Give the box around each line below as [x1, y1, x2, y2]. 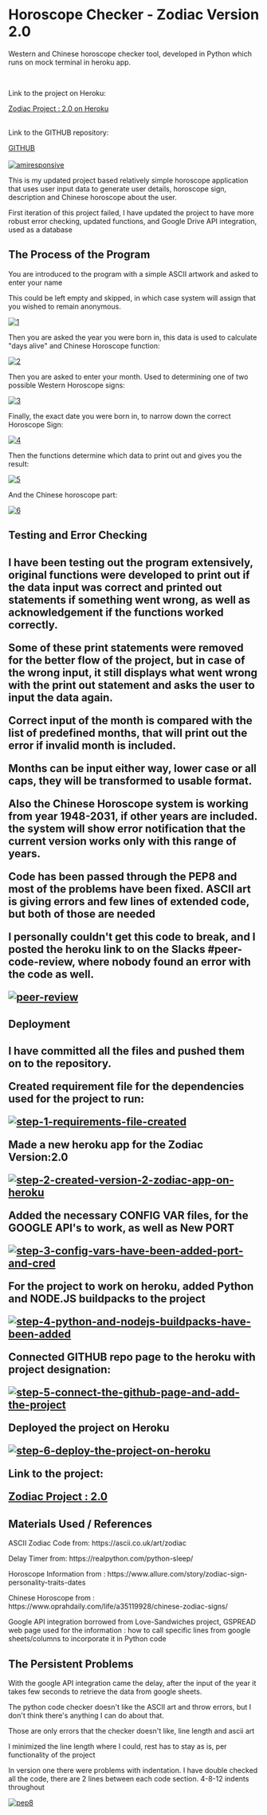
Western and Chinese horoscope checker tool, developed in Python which [8, 49, 253, 58]
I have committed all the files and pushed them [8, 1045, 245, 1058]
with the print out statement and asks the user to [8, 678, 255, 691]
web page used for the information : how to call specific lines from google [8, 1625, 251, 1636]
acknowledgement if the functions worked [8, 605, 224, 619]
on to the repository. [8, 1057, 112, 1070]
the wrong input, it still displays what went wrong [8, 666, 257, 679]
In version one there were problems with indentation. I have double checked [8, 1765, 258, 1775]
